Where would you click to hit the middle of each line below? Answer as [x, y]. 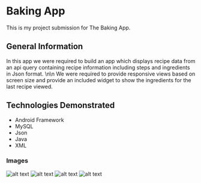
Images [17, 161]
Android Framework [39, 120]
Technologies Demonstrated [61, 105]
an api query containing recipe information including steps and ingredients [98, 67]
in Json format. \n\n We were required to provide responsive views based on [101, 74]
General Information [45, 46]
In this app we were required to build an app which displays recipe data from [101, 61]
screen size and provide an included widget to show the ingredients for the [99, 80]
